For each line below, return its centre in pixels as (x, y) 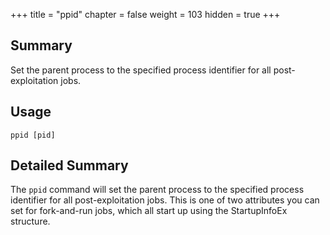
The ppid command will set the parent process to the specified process (157, 190)
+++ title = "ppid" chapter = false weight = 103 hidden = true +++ (145, 14)
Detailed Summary (69, 165)
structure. (30, 221)
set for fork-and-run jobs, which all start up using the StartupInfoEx (149, 211)
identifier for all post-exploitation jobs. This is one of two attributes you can (165, 200)
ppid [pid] (33, 135)
